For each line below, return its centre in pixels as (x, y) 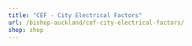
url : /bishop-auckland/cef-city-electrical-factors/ (96, 23)
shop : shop (26, 30)
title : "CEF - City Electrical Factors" (76, 15)
